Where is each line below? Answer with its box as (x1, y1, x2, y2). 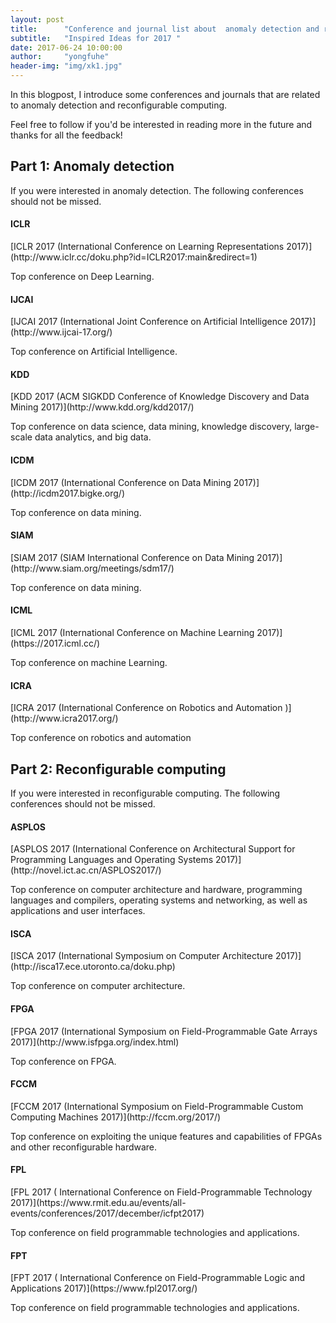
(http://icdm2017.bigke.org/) (10, 487, 126, 499)
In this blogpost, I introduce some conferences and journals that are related (10, 89, 321, 100)
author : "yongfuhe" (10, 52, 110, 62)
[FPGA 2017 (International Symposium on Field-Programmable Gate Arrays (10, 1025, 318, 1037)
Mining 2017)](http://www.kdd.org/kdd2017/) (10, 401, 195, 413)
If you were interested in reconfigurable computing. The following (10, 787, 281, 800)
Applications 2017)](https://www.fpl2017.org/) (10, 1282, 198, 1295)
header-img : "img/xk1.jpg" (10, 61, 123, 71)
